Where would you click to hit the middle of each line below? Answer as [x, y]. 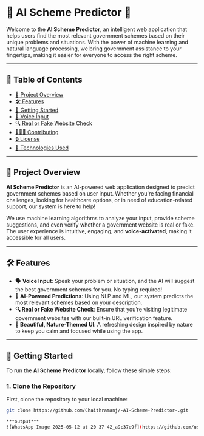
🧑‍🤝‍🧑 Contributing [37, 132]
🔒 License [27, 138]
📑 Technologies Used [42, 148]
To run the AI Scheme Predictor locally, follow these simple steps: [89, 370]
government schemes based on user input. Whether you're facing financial [100, 193]
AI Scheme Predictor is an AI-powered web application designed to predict [101, 187]
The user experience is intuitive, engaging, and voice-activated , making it [99, 231]
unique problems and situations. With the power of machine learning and [97, 42]
